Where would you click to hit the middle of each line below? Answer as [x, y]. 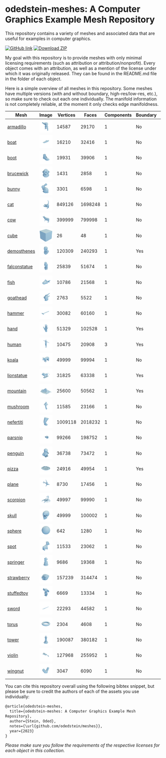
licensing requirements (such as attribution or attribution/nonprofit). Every [80, 63]
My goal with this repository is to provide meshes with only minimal [74, 57]
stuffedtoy [18, 593]
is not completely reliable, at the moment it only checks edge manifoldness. [82, 104]
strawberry [19, 577]
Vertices [66, 115]
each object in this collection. [35, 751]
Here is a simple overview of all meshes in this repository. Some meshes [79, 88]
